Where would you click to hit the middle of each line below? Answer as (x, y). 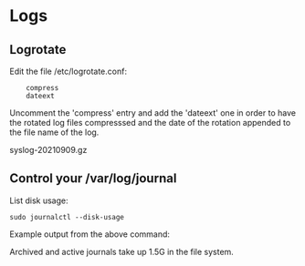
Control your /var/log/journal (93, 179)
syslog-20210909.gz (48, 150)
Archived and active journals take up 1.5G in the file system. (122, 251)
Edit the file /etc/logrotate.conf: (68, 71)
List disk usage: (39, 200)
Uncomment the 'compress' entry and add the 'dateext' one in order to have (153, 113)
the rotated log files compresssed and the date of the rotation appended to (150, 123)
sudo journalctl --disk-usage (67, 217)
